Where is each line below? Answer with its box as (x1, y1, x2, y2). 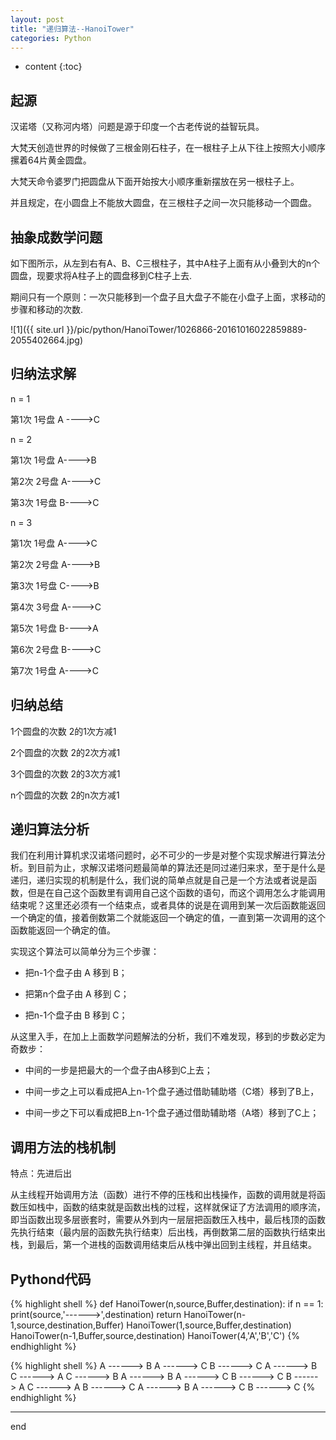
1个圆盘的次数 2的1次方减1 (10, 725, 117, 737)
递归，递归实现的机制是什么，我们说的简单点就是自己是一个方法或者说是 (10, 874, 308, 886)
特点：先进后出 (10, 1167, 72, 1180)
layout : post (10, 14, 65, 25)
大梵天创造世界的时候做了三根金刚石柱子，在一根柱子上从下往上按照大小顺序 (10, 142, 326, 154)
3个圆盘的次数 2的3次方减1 (10, 767, 121, 780)
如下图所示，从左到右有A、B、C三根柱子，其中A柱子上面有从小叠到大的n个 (10, 257, 320, 269)
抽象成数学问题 (10, 229, 103, 246)
